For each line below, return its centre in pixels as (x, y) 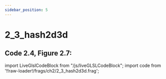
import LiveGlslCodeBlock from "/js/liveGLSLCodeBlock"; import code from (83, 65)
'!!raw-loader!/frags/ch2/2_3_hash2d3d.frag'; (52, 70)
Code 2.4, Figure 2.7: (38, 53)
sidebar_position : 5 (26, 10)
